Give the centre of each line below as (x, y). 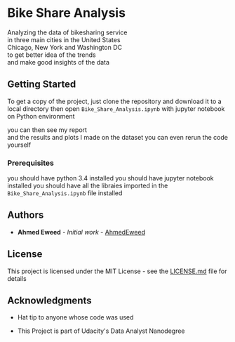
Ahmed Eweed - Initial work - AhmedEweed (81, 232)
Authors (26, 215)
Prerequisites (31, 163)
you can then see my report (47, 130)
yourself (19, 145)
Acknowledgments (50, 301)
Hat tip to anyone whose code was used (75, 317)
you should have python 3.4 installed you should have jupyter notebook (110, 178)
